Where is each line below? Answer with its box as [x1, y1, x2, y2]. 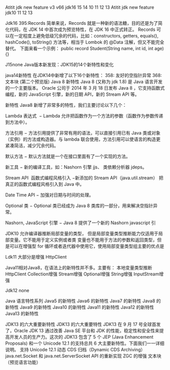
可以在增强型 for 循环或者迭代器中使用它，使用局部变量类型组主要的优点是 [9, 243, 164, 249]
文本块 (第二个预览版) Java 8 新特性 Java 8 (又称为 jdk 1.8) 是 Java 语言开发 [5, 78, 163, 85]
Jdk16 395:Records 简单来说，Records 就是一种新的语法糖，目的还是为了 [5, 20, 158, 26]
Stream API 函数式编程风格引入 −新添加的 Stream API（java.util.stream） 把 [5, 175, 163, 181]
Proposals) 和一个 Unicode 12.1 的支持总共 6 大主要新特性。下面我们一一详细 [5, 340, 164, 346]
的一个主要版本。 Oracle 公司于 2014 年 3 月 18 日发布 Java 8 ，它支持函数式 [5, 85, 165, 91]
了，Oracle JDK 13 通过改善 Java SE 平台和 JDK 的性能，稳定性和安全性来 [5, 327, 159, 334]
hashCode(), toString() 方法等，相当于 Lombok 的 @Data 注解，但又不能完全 [5, 39, 164, 45]
